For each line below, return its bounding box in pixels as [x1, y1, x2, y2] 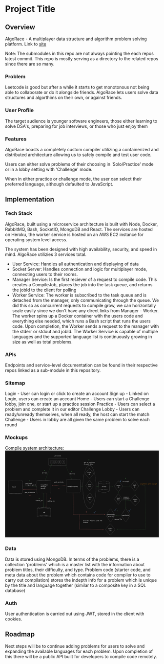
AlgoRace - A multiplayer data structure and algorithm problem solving [5, 36, 147, 42]
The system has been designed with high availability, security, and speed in [5, 246, 157, 252]
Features [5, 136, 27, 142]
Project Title [5, 3, 56, 15]
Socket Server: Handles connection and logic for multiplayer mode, [12, 266, 147, 272]
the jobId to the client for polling [12, 287, 77, 293]
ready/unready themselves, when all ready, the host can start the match [5, 412, 150, 417]
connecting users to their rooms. [12, 271, 78, 277]
